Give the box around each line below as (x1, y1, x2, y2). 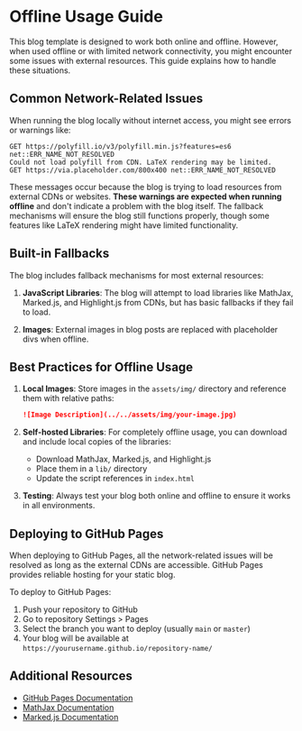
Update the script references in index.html (35, 473, 196, 484)
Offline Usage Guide (9, 6, 164, 27)
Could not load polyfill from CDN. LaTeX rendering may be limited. (9, 158, 272, 167)
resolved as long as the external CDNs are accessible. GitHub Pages (9, 560, 263, 571)
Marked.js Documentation (22, 711, 119, 722)
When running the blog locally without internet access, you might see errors (9, 114, 292, 125)
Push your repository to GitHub (22, 604, 138, 615)
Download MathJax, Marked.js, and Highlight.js (35, 453, 212, 465)
